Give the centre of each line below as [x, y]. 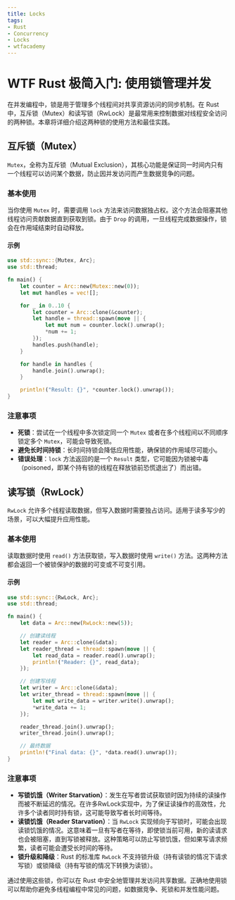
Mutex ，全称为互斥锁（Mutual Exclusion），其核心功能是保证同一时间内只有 [115, 164]
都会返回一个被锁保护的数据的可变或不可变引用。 [78, 565]
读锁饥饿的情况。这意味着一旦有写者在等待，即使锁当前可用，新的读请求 [122, 830]
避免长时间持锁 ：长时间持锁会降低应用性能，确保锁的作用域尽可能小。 [119, 450]
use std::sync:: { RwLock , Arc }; [53, 597]
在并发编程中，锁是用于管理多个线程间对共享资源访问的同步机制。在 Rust [113, 104]
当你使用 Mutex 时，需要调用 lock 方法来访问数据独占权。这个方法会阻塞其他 [118, 210]
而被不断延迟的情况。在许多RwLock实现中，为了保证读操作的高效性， [119, 804]
